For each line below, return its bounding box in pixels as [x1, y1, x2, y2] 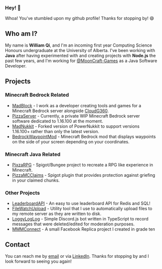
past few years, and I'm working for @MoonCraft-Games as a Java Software [5, 58, 157, 64]
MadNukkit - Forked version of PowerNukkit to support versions [12, 123, 140, 129]
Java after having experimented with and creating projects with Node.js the [5, 53, 156, 59]
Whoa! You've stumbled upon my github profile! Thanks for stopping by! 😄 [5, 16, 154, 21]
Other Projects [5, 189, 40, 196]
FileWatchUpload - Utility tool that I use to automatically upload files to [12, 206, 152, 212]
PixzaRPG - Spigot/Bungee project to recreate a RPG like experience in [12, 162, 153, 168]
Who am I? [5, 29, 38, 38]
